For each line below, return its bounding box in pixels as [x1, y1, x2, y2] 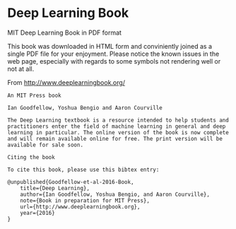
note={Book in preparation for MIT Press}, [20, 196, 151, 204]
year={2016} [20, 209, 55, 216]
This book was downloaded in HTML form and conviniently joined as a [7, 42, 212, 50]
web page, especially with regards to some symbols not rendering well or [7, 57, 221, 65]
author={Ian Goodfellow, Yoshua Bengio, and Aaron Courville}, [20, 191, 211, 198]
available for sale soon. [7, 141, 83, 148]
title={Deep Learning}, [20, 184, 90, 192]
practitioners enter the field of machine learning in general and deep [7, 122, 226, 130]
